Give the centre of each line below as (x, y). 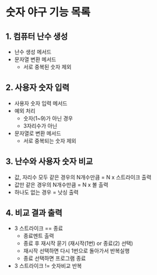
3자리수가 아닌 (40, 125)
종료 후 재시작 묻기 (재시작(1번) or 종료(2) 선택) (78, 243)
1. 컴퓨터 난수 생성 (37, 36)
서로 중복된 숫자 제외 (47, 67)
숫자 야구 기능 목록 (48, 12)
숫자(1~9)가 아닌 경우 (48, 118)
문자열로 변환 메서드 (37, 133)
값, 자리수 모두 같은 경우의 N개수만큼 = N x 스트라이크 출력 (83, 177)
